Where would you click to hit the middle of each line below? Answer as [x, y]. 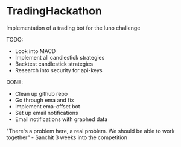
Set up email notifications [46, 113]
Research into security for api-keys [59, 70]
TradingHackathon [54, 11]
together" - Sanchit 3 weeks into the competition [67, 137]
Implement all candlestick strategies [60, 57]
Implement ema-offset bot [47, 106]
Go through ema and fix [44, 100]
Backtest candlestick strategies [54, 64]
